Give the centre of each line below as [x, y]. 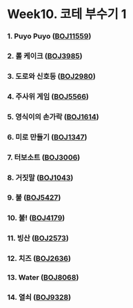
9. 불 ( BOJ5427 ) [34, 198]
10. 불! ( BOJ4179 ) [36, 218]
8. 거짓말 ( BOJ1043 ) [40, 177]
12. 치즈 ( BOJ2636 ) [39, 258]
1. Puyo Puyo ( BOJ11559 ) [49, 37]
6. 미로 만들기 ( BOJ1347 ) [47, 137]
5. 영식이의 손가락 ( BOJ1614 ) [53, 117]
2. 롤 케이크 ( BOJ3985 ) [45, 56]
